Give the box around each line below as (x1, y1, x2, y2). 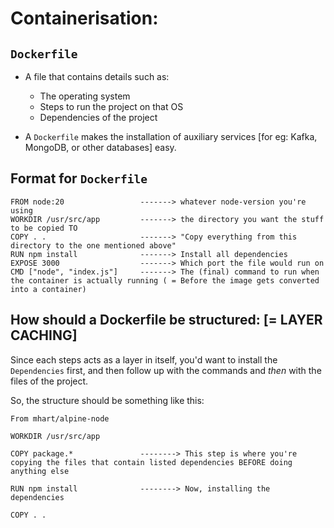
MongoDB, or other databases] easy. (24, 142, 177, 153)
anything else (10, 466, 70, 476)
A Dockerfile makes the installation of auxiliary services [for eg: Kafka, (24, 131, 318, 142)
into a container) (10, 284, 87, 294)
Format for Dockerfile (10, 170, 148, 187)
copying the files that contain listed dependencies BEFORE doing (10, 457, 293, 467)
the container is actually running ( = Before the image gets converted (10, 275, 320, 286)
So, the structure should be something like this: (10, 394, 205, 406)
